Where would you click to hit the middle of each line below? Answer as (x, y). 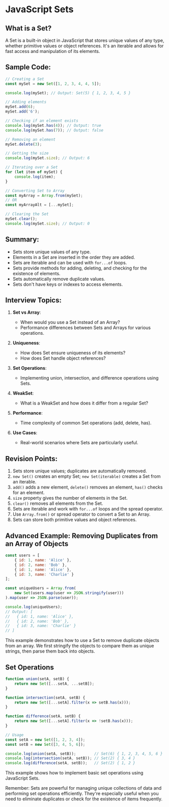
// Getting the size (27, 153)
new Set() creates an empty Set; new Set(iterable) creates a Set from (87, 476)
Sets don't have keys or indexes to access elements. (68, 284)
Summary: (22, 240)
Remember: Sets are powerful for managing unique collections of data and (83, 788)
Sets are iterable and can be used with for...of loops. (70, 262)
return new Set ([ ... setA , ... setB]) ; (54, 684)
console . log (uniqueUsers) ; (34, 607)
